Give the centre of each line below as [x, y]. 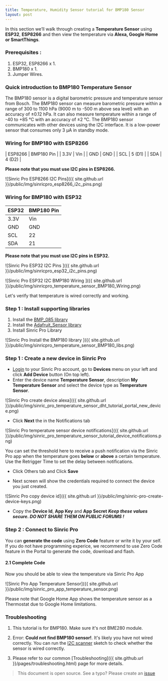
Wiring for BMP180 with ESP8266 [47, 143]
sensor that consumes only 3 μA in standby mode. [57, 130]
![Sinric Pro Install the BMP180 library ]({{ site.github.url [62, 340]
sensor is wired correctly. [39, 648]
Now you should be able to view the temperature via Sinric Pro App [74, 574]
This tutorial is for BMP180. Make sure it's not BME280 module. [77, 628]
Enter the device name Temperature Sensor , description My [75, 380]
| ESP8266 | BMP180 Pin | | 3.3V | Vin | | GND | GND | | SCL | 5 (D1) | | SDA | [83, 154]
